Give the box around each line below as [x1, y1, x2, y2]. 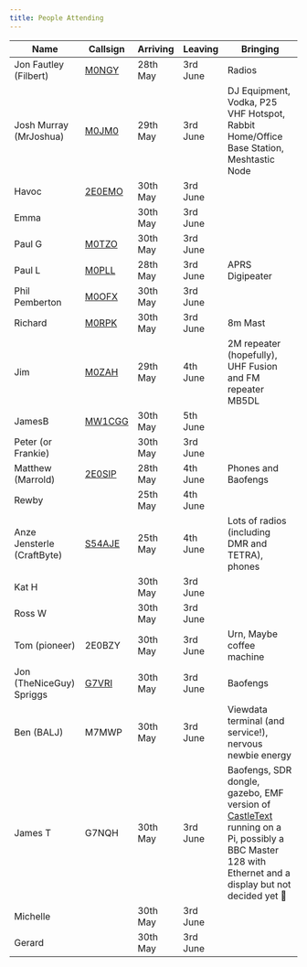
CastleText [227, 809, 273, 822]
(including [227, 525, 271, 538]
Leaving [182, 42, 219, 55]
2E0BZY [85, 639, 121, 651]
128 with [227, 854, 267, 867]
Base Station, [227, 141, 285, 154]
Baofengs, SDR [227, 763, 292, 776]
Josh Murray [14, 118, 69, 131]
